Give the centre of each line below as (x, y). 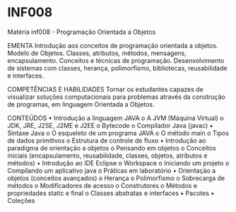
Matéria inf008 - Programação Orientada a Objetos (82, 32)
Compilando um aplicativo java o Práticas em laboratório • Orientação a (112, 170)
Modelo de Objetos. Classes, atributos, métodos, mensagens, (97, 53)
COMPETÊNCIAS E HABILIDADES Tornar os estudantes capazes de (105, 89)
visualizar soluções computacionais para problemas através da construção (116, 97)
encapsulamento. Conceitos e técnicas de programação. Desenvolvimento (116, 60)
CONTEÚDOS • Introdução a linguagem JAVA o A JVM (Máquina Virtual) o (116, 118)
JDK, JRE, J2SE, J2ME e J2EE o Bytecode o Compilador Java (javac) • (110, 125)
